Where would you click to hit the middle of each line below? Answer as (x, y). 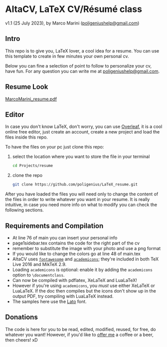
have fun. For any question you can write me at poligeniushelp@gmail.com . (83, 71)
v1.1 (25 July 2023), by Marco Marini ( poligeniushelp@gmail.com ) (72, 23)
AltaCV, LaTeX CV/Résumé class (74, 9)
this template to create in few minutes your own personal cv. (67, 56)
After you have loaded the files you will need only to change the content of (82, 194)
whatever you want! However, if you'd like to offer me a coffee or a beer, (79, 334)
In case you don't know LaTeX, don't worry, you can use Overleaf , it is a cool (84, 126)
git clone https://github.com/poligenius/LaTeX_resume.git (75, 184)
